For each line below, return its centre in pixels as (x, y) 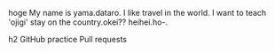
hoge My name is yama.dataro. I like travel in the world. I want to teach (137, 13)
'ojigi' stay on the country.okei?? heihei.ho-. (88, 22)
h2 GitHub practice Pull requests (68, 39)
